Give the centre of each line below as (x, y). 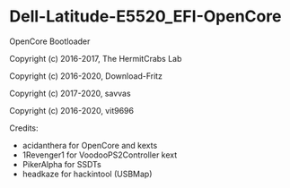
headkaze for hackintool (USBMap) (87, 174)
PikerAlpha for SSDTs (62, 164)
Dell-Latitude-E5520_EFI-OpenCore (145, 17)
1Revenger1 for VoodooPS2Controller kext (100, 155)
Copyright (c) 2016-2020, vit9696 (72, 110)
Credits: (24, 128)
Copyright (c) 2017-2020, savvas (70, 93)
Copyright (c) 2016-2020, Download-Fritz (86, 76)
